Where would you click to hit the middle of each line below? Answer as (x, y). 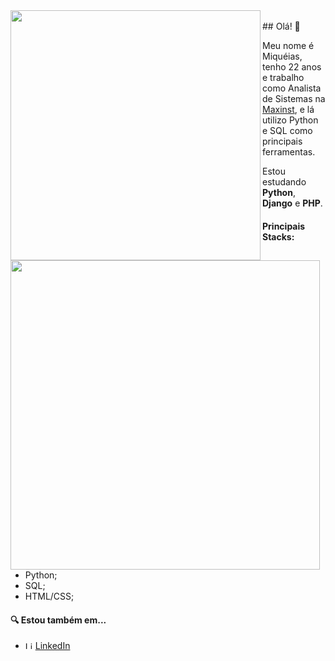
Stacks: (278, 236)
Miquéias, (282, 56)
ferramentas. (289, 152)
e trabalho (283, 77)
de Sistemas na (294, 98)
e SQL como (287, 130)
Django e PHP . (292, 203)
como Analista (292, 88)
